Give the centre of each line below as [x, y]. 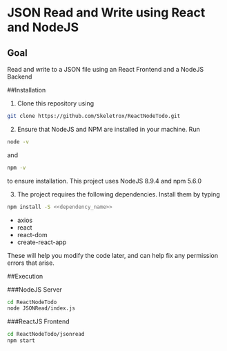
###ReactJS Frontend [39, 321]
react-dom [32, 234]
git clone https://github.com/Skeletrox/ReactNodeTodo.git [94, 116]
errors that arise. [31, 263]
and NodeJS [43, 27]
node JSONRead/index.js [41, 308]
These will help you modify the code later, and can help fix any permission [113, 255]
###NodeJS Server [34, 289]
